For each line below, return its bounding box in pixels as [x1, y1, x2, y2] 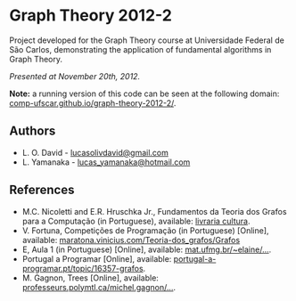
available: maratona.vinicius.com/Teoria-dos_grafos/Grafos [21, 234, 241, 245]
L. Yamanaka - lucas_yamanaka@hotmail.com [21, 157, 191, 167]
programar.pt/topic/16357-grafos [21, 263, 144, 273]
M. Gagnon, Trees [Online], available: [21, 273, 159, 283]
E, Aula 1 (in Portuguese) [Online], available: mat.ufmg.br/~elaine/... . [21, 244, 272, 255]
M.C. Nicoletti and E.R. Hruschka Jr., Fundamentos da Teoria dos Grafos [21, 206, 287, 216]
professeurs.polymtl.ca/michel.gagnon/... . [21, 281, 177, 292]
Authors [9, 124, 56, 139]
